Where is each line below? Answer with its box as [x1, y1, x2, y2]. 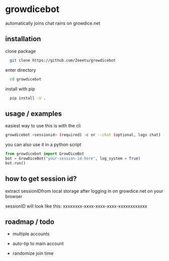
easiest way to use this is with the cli [5, 123, 81, 129]
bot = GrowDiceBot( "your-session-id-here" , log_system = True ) [5, 156, 141, 161]
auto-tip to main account [12, 240, 64, 247]
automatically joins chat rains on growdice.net [5, 20, 101, 26]
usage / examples [5, 109, 62, 118]
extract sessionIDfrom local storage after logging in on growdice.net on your [5, 188, 163, 194]
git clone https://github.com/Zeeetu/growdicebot [10, 58, 116, 63]
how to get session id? [5, 175, 77, 183]
